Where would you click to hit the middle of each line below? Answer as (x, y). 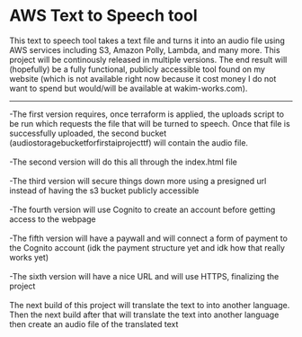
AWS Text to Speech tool (103, 16)
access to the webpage (53, 219)
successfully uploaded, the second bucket (88, 133)
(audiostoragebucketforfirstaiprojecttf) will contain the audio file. (129, 142)
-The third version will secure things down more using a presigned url (138, 181)
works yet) (29, 257)
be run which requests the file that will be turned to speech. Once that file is (150, 123)
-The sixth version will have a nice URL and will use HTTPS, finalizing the (144, 276)
